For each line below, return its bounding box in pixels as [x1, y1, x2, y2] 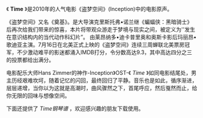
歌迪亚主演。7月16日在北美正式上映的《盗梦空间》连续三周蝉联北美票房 [6, 41, 185, 48]
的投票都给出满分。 [6, 57, 55, 63]
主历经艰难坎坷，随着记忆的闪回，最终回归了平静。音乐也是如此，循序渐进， [6, 77, 198, 84]
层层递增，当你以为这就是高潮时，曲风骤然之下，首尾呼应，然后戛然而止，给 [6, 85, 198, 91]
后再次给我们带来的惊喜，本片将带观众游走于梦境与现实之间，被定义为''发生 [6, 26, 196, 33]
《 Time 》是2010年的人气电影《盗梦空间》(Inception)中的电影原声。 [6, 5, 173, 12]
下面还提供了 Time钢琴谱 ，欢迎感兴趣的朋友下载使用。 [6, 105, 144, 112]
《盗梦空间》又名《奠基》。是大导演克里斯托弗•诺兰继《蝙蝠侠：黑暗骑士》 [6, 18, 193, 26]
